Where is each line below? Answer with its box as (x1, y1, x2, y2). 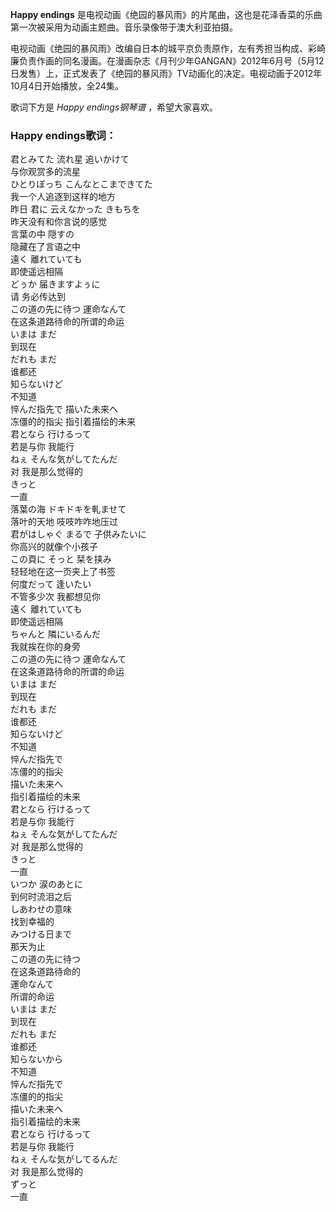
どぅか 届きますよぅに (10, 278, 101, 290)
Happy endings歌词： (10, 128, 117, 142)
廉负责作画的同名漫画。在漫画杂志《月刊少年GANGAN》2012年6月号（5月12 (10, 55, 325, 67)
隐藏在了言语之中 (10, 241, 81, 253)
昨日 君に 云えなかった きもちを (10, 203, 141, 215)
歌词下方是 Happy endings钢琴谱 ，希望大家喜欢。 (10, 101, 219, 113)
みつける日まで (10, 928, 72, 940)
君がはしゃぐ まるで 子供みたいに (10, 528, 147, 540)
